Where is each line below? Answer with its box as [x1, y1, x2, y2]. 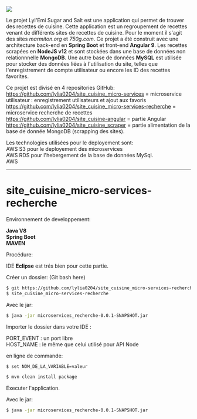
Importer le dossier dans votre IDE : [6, 323, 92, 330]
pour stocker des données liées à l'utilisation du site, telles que [6, 60, 158, 67]
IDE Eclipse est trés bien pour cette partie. [6, 262, 108, 269]
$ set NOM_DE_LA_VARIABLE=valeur [6, 363, 88, 369]
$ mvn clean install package [6, 374, 77, 380]
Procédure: [6, 251, 33, 258]
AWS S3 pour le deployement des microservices [6, 146, 123, 152]
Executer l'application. [6, 384, 60, 392]
